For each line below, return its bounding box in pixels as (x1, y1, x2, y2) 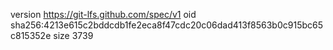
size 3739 (53, 30, 94, 41)
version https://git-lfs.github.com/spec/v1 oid (10, 9, 197, 20)
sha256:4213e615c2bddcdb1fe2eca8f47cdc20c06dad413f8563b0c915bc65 (10, 19, 324, 31)
